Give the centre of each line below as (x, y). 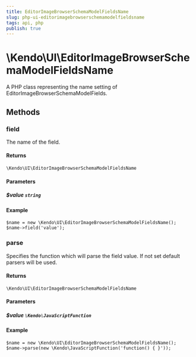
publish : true (24, 28)
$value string (24, 195)
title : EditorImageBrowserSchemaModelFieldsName (67, 12)
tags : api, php (25, 23)
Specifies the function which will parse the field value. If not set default (93, 256)
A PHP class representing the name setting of (62, 87)
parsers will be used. (32, 262)
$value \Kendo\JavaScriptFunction (49, 315)
